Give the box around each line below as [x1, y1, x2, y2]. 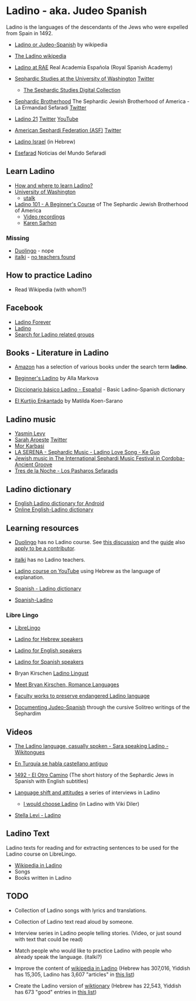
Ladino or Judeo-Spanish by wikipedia [14, 41, 108, 48]
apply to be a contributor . [14, 545, 76, 552]
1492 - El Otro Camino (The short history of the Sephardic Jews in [14, 771, 174, 778]
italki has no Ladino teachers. [14, 556, 86, 563]
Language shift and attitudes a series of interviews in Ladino [14, 789, 160, 796]
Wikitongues [14, 749, 45, 756]
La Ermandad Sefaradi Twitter [14, 104, 87, 111]
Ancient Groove [14, 461, 53, 468]
